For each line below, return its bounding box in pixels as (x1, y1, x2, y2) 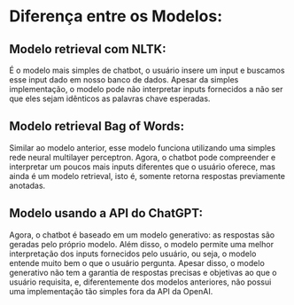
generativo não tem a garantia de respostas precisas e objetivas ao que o (9, 267, 277, 278)
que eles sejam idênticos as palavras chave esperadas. (9, 93, 211, 104)
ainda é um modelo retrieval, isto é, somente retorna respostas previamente (9, 170, 286, 181)
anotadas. (9, 180, 46, 191)
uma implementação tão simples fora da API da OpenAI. (9, 285, 213, 296)
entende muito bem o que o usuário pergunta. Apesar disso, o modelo (9, 257, 266, 268)
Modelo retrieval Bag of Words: (9, 119, 184, 134)
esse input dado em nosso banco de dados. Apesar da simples (9, 74, 239, 85)
